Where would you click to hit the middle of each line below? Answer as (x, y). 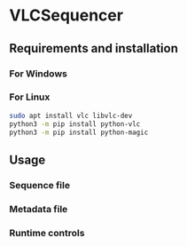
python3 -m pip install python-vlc (75, 124)
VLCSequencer (66, 16)
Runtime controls (47, 233)
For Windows (39, 74)
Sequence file (40, 185)
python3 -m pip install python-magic (79, 132)
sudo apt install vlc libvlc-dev (71, 115)
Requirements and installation (94, 48)
